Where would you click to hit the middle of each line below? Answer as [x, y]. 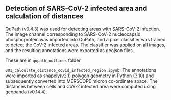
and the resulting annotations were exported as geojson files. [70, 50]
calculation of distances [44, 17]
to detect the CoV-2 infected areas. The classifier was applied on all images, [86, 45]
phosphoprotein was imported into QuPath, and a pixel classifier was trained [86, 39]
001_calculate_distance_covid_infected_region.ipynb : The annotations [81, 70]
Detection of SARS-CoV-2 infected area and [76, 8]
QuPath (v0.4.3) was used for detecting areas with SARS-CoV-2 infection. [83, 29]
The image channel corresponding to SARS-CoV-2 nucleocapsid [73, 34]
